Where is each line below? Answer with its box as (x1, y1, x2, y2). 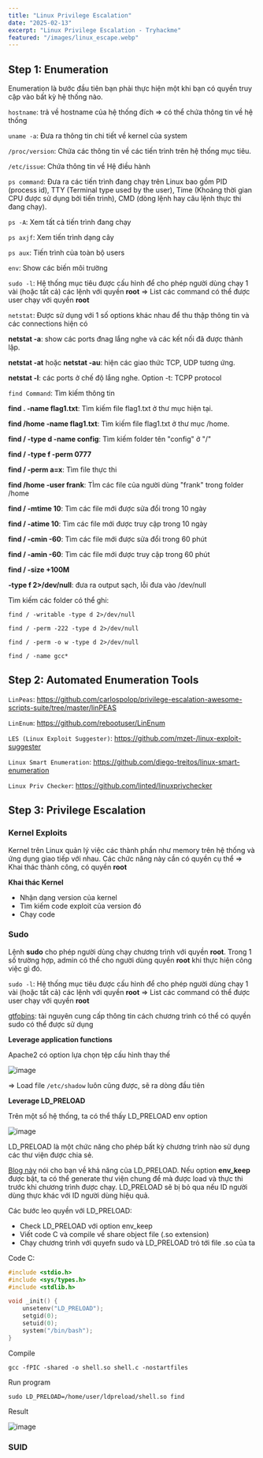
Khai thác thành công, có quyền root (8, 862, 128, 872)
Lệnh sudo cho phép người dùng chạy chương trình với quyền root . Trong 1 (8, 947, 252, 956)
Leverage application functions (8, 1034, 113, 1044)
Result (8, 1406, 29, 1416)
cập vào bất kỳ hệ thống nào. (8, 92, 104, 102)
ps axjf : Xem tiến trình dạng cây (8, 233, 114, 242)
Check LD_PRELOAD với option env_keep (19, 1221, 154, 1231)
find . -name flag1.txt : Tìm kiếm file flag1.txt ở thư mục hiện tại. (8, 404, 213, 413)
